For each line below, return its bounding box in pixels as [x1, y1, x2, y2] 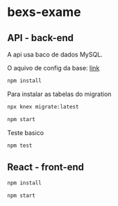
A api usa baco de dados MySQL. [7, 50, 103, 58]
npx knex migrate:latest [7, 103, 79, 110]
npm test [7, 142, 33, 149]
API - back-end [7, 32, 74, 44]
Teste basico [7, 128, 44, 136]
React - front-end [7, 161, 85, 173]
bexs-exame [7, 4, 81, 20]
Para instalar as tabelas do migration [7, 90, 112, 98]
